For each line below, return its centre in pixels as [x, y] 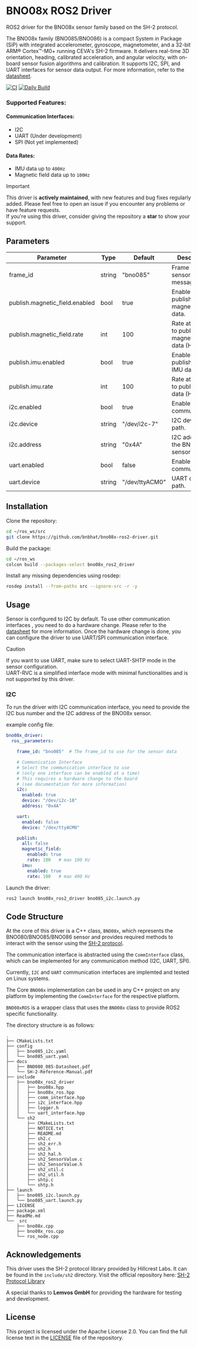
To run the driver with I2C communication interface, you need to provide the [98, 707]
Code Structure [35, 917]
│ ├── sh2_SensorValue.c [44, 1160]
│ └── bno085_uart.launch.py [44, 1201]
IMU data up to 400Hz [40, 169]
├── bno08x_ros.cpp [40, 1232]
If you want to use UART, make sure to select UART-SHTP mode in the [91, 661]
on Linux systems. [28, 979]
